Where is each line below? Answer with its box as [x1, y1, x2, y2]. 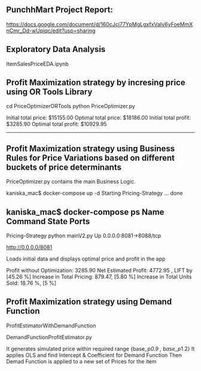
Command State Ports [6, 216, 90, 226]
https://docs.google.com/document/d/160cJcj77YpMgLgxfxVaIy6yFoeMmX [6, 20, 193, 27]
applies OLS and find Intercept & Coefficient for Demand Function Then [6, 351, 182, 358]
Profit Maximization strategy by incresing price [6, 78, 185, 88]
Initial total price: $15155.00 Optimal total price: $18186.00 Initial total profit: [6, 114, 191, 121]
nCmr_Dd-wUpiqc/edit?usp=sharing [6, 27, 96, 34]
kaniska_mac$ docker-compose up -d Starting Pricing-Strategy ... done [6, 189, 183, 197]
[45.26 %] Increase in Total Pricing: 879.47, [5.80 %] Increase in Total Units [6, 273, 192, 280]
